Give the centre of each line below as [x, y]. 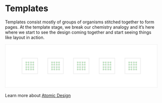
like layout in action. [25, 37]
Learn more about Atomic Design [38, 96]
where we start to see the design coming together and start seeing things [78, 32]
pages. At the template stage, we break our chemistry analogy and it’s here [80, 27]
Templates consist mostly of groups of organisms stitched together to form [80, 22]
